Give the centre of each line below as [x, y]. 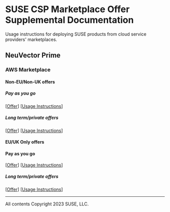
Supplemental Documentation [70, 20]
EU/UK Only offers [25, 142]
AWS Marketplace [28, 70]
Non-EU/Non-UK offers [30, 81]
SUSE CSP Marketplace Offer [68, 9]
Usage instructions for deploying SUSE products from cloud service [76, 34]
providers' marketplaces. [31, 39]
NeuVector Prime [33, 55]
